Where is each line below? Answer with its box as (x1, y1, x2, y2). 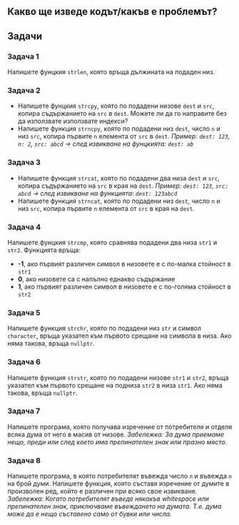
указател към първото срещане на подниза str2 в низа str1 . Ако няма (7, 381, 223, 389)
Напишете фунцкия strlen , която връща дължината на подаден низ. (7, 68, 215, 76)
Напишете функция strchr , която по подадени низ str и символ (7, 324, 202, 333)
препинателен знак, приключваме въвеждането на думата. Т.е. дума (7, 502, 222, 511)
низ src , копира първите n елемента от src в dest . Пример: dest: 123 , (17, 132, 230, 141)
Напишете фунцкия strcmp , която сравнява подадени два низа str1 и (7, 238, 218, 246)
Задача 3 (7, 157, 41, 167)
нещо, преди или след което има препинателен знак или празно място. (7, 437, 228, 446)
